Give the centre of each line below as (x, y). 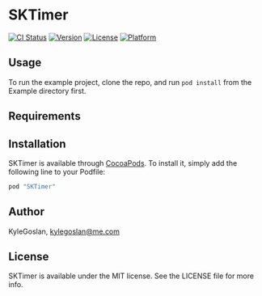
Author (26, 212)
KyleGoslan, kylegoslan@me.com (64, 231)
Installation (37, 144)
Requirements (44, 116)
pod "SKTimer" (32, 186)
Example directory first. (47, 91)
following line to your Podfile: (57, 171)
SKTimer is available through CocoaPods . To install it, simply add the (123, 163)
